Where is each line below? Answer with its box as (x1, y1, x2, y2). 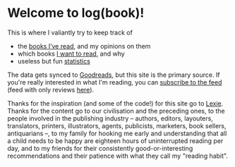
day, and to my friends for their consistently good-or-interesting (7, 144, 193, 152)
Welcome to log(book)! (7, 5, 145, 21)
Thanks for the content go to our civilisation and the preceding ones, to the (7, 106, 225, 115)
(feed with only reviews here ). (7, 85, 94, 94)
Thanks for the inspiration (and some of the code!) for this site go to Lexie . (7, 99, 224, 107)
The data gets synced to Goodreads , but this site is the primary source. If (7, 70, 220, 79)
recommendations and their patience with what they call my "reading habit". (7, 151, 228, 160)
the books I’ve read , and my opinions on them (17, 42, 151, 50)
